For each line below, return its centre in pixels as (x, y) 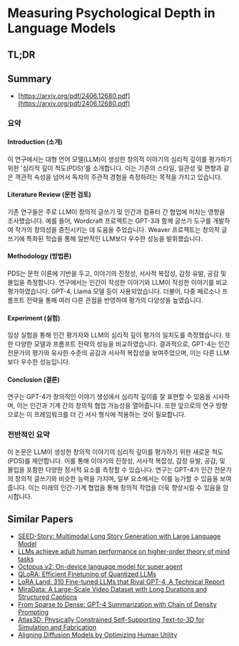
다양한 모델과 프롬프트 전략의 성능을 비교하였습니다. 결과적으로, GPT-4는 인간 (122, 344)
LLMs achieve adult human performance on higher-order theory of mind (124, 552)
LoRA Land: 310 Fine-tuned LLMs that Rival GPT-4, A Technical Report (121, 582)
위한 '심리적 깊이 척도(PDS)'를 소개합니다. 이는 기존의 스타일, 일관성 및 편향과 (115, 168)
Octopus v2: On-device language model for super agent (100, 567)
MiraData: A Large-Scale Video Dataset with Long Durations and (112, 590)
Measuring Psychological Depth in (111, 13)
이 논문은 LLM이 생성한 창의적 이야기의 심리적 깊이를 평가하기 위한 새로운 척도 (115, 452)
